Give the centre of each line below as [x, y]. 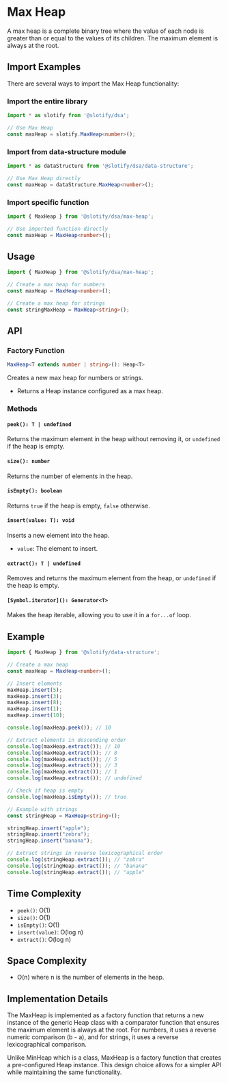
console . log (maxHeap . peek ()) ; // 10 [59, 728]
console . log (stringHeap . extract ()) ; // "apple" [76, 872]
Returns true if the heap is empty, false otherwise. [79, 506]
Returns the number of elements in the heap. [70, 476]
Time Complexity [44, 894]
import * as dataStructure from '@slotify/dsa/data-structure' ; [100, 166]
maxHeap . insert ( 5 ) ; [35, 690]
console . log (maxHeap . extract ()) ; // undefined [74, 778]
